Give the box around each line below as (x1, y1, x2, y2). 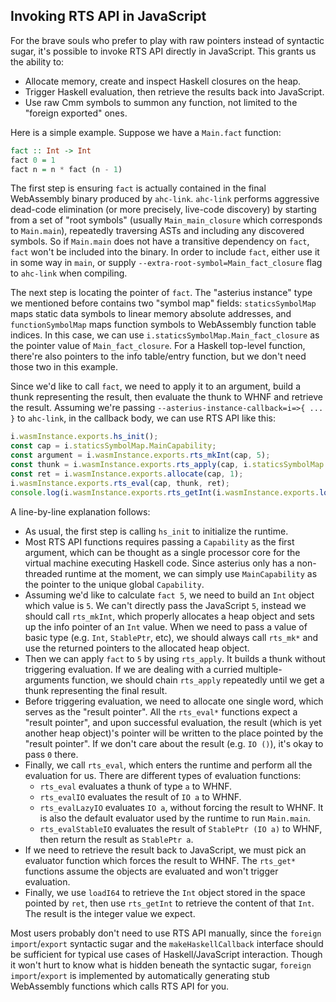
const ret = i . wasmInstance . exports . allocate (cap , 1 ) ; (10, 469, 244, 479)
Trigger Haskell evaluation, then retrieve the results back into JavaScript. (24, 85, 325, 98)
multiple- (244, 663, 283, 675)
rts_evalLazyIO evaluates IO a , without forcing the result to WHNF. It (39, 801, 324, 813)
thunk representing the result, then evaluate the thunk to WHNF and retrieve (10, 391, 323, 403)
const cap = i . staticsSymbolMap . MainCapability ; (10, 441, 217, 451)
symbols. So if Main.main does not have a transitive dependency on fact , (10, 235, 310, 248)
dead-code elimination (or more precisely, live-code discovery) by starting (10, 204, 317, 216)
